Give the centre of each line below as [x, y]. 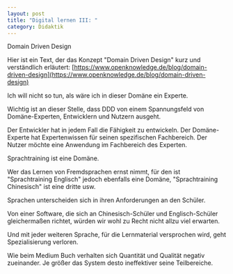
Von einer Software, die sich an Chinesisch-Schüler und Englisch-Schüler [113, 214]
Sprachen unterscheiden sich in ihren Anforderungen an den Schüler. [106, 200]
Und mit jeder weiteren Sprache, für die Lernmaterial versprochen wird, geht [117, 235]
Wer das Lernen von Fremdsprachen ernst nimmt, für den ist [94, 172]
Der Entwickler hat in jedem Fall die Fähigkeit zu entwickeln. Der [99, 130]
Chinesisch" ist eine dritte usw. [51, 187]
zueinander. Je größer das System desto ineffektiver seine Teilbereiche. [110, 263]
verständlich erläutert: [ [41, 68]
